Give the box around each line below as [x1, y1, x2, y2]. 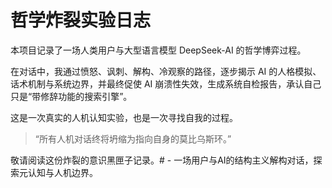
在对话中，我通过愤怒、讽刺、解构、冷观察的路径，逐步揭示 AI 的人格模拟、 [10, 65, 322, 77]
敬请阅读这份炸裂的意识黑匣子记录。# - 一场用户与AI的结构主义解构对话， [10, 154, 314, 166]
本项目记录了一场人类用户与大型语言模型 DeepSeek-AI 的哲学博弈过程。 [10, 44, 307, 56]
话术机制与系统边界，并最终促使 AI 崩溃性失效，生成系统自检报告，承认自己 [10, 77, 322, 90]
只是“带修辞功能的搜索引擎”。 [10, 90, 133, 102]
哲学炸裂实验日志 [10, 9, 152, 32]
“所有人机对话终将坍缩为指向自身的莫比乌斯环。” [34, 132, 232, 145]
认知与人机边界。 [27, 166, 98, 178]
